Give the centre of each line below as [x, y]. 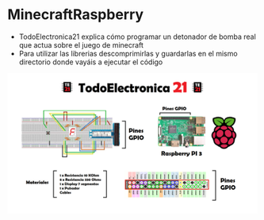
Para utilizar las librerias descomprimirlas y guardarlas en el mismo [128, 53]
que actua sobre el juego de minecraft [81, 44]
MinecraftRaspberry [76, 15]
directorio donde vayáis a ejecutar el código [91, 62]
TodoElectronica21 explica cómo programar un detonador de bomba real [138, 37]
